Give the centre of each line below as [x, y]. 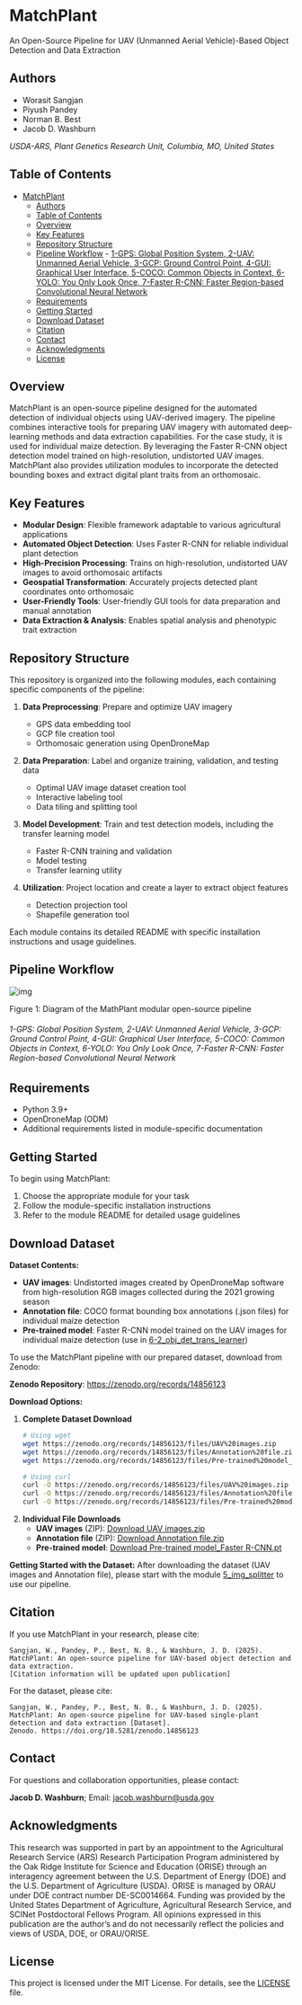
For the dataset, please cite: [61, 1690]
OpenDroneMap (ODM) [66, 1119]
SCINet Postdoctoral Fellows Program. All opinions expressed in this [135, 1914]
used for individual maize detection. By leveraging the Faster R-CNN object [148, 447]
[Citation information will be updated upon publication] [120, 1674]
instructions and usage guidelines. [73, 941]
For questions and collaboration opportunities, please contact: [124, 1779]
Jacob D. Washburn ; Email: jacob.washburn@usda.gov [112, 1797]
